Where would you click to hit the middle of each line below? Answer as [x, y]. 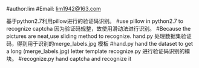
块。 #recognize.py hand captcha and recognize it [69, 59]
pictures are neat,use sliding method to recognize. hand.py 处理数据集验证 [99, 36]
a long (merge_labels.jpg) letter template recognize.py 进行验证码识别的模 [98, 51]
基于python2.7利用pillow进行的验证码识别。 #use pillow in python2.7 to [95, 21]
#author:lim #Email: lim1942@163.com [54, 9]
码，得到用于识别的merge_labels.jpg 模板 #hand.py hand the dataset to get [100, 44]
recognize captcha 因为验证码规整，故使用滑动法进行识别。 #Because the [99, 29]
